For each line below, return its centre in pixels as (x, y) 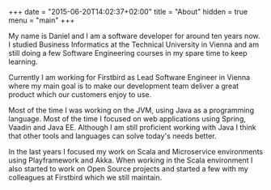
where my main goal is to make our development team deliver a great (124, 86)
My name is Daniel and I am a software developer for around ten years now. (134, 36)
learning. (23, 61)
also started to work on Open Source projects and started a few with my (128, 169)
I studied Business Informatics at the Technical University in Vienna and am (134, 44)
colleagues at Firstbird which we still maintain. (85, 177)
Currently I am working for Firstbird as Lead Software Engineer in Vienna (129, 77)
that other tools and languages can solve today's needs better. (112, 136)
